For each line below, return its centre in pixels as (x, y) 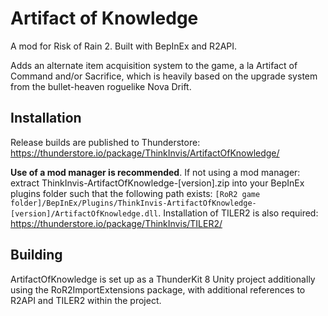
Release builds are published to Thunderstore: (105, 142)
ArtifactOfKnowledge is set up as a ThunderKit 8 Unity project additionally (163, 279)
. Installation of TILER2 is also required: (238, 213)
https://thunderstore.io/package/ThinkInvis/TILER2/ (116, 223)
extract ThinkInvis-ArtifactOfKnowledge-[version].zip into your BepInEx (157, 183)
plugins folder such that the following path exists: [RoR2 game (135, 193)
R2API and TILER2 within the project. (86, 300)
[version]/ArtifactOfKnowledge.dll (84, 213)
